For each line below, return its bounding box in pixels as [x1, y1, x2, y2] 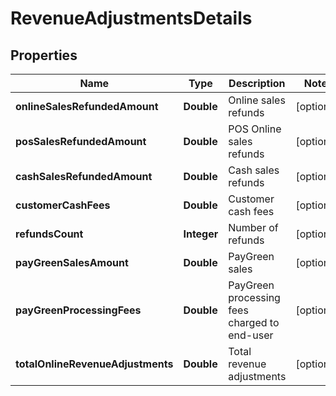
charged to [228, 316, 280, 329]
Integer [183, 227, 219, 241]
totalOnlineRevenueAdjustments [15, 357, 174, 371]
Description [228, 77, 286, 90]
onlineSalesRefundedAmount [15, 100, 159, 113]
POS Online [228, 122, 282, 136]
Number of [228, 221, 279, 234]
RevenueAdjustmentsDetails [10, 7, 253, 30]
